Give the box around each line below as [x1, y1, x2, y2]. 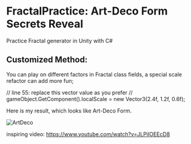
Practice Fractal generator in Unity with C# [6, 37, 113, 44]
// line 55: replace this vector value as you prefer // [6, 89, 133, 96]
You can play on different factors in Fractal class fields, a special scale [6, 71, 182, 78]
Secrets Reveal [6, 17, 84, 31]
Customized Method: [6, 54, 88, 65]
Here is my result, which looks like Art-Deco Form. [6, 107, 132, 114]
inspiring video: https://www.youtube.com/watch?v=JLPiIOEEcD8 [6, 130, 170, 137]
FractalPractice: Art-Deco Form [6, 4, 168, 18]
